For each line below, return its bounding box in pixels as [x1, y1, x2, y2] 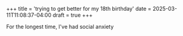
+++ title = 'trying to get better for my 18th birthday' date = [6, 5, 152, 12]
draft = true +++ [52, 11, 93, 19]
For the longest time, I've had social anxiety [6, 23, 114, 30]
